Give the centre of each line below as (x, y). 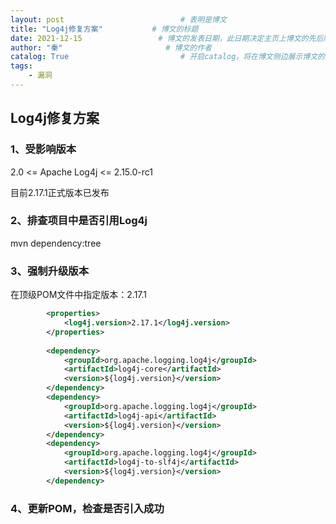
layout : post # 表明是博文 (118, 19)
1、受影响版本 (43, 149)
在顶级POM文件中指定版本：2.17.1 (79, 295)
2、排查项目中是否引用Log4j (79, 221)
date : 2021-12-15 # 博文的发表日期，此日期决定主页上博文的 (159, 38)
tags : (21, 66)
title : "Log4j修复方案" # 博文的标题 (104, 29)
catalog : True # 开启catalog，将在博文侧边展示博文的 (167, 57)
